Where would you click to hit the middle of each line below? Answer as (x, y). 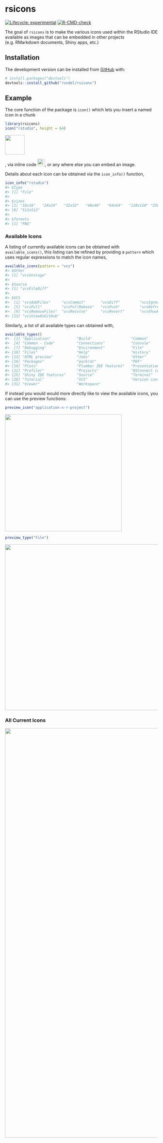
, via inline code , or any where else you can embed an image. (70, 165)
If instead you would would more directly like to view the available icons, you (81, 394)
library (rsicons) (23, 124)
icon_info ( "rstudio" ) (27, 183)
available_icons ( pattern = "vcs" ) (40, 266)
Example (18, 98)
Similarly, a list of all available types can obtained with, (59, 325)
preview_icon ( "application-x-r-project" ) (48, 408)
